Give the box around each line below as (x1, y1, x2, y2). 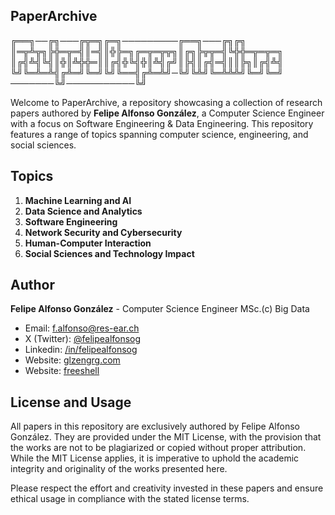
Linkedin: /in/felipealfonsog (24, 344, 138, 356)
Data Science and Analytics (24, 205, 143, 217)
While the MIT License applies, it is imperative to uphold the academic (10, 452, 300, 464)
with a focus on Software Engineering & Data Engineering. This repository (10, 117, 314, 129)
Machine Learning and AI (24, 194, 132, 206)
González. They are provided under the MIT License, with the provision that (10, 431, 322, 443)
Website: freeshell (24, 365, 100, 377)
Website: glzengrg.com (24, 354, 121, 366)
